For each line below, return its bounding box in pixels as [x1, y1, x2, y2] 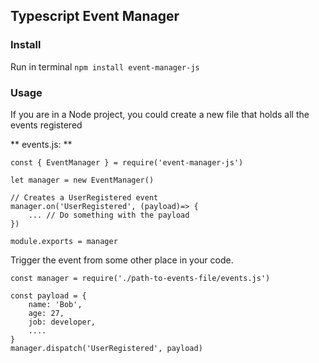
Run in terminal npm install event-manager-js [10, 60, 200, 73]
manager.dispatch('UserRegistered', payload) [10, 343, 203, 353]
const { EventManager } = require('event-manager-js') [10, 157, 244, 168]
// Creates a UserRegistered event [10, 192, 159, 203]
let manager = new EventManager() [10, 175, 155, 185]
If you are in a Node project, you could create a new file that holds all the [10, 108, 310, 120]
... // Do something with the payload [28, 210, 190, 220]
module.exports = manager [10, 236, 118, 246]
